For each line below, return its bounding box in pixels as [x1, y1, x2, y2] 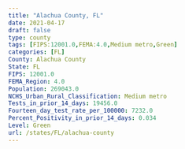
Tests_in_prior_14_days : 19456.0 [8, 99, 118, 107]
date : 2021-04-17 [8, 19, 65, 27]
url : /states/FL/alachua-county [8, 129, 114, 136]
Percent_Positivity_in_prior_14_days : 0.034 [8, 114, 157, 122]
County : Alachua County [8, 56, 87, 64]
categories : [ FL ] [8, 48, 65, 56]
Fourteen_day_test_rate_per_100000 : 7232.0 [8, 107, 154, 115]
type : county [8, 33, 51, 42]
